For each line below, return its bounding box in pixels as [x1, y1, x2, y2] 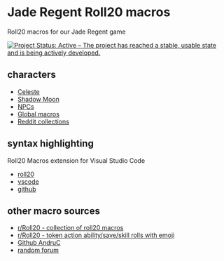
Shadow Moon [17, 95, 59, 103]
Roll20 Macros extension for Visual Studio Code [7, 156, 146, 165]
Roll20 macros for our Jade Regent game [7, 27, 126, 36]
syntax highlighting [7, 138, 94, 149]
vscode [17, 177, 40, 186]
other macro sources [7, 205, 100, 217]
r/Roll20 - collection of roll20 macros [17, 224, 124, 232]
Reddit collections [17, 117, 70, 126]
